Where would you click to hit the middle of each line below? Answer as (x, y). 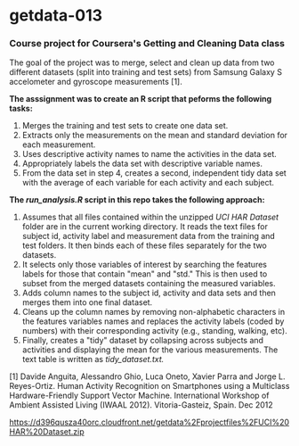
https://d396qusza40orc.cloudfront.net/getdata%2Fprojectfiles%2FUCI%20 (149, 422)
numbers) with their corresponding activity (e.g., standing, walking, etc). (154, 331)
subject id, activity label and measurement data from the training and (149, 236)
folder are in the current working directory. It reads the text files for (145, 227)
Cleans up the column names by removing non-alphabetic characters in (154, 312)
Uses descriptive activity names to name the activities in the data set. (149, 154)
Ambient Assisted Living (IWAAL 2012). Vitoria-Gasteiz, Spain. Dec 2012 (141, 405)
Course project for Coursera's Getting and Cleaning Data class (147, 44)
